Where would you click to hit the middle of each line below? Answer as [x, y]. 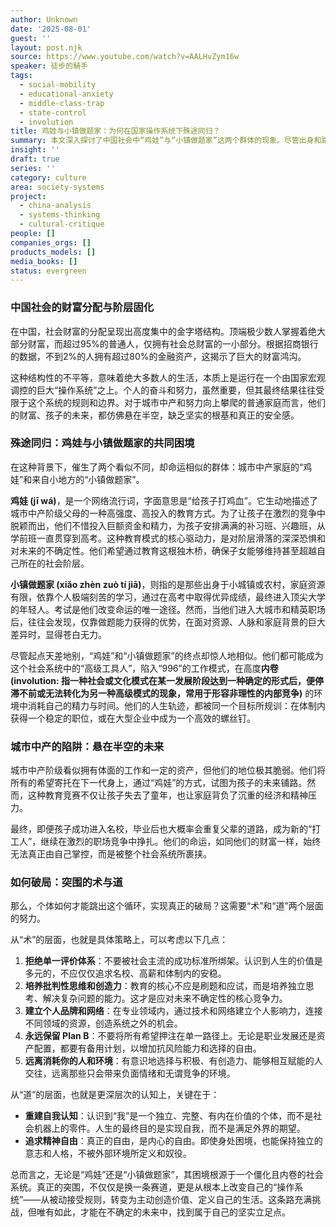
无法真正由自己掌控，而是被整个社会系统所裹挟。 [111, 854]
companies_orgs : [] [51, 242]
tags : [21, 76]
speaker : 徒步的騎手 [49, 66]
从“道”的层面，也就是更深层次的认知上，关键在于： [115, 1095]
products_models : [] [53, 252]
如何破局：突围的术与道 [66, 883]
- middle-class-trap [62, 103]
